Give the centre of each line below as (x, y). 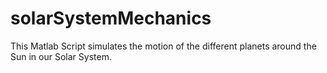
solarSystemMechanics (111, 18)
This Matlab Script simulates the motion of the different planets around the (163, 46)
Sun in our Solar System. (61, 56)
